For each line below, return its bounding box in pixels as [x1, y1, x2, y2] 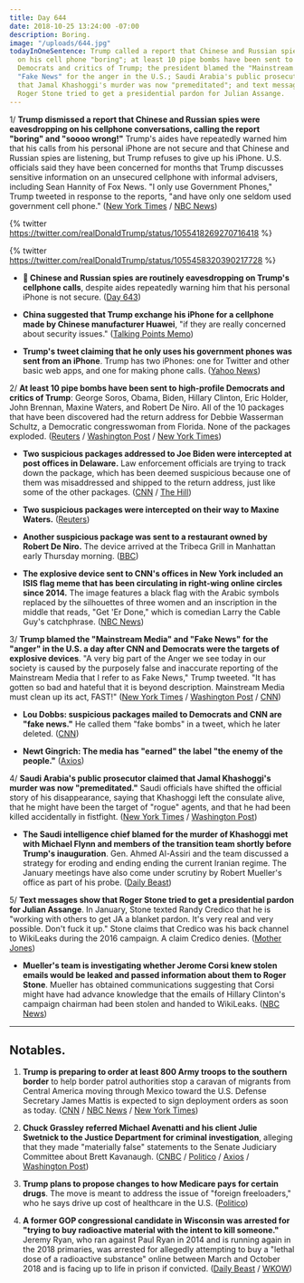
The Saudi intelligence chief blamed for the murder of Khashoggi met [22, 829, 289, 840]
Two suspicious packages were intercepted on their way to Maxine [22, 504, 280, 515]
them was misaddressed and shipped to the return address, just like [22, 477, 276, 488]
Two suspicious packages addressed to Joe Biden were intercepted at [22, 448, 292, 459]
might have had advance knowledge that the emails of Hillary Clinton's [22, 988, 286, 1000]
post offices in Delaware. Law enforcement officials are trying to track [22, 458, 287, 469]
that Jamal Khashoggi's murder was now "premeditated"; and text [17, 81, 270, 90]
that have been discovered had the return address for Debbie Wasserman [9, 411, 284, 422]
